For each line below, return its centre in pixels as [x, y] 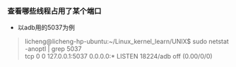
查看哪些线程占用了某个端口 [54, 10]
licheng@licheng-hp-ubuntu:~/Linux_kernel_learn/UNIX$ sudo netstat [127, 42]
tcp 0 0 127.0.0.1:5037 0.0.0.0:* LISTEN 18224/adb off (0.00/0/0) [119, 57]
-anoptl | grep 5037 [53, 49]
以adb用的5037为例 [46, 28]
